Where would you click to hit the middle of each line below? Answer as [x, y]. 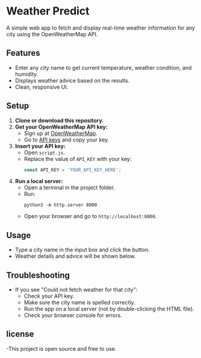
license [20, 334]
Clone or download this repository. [59, 120]
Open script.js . [44, 152]
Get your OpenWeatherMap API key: [61, 127]
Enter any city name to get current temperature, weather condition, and [103, 68]
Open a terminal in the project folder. [70, 187]
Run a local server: [39, 181]
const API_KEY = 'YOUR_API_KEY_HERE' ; [73, 170]
